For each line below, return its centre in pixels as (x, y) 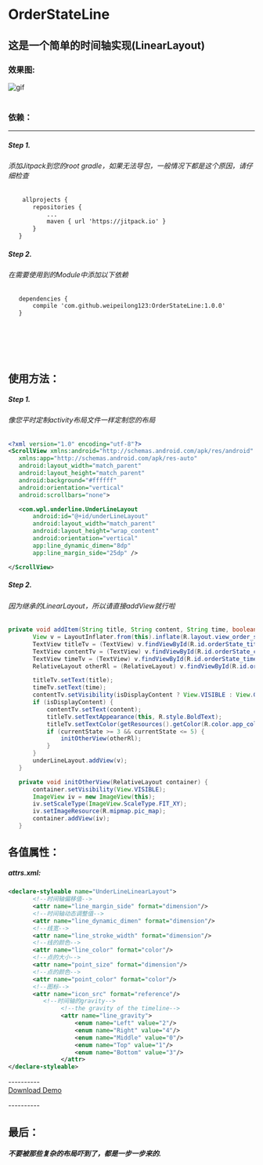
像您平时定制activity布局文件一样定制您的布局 (82, 420)
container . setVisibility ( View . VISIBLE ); (99, 789)
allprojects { (45, 199)
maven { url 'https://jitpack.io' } (106, 221)
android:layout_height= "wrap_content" (95, 531)
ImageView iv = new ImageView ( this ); (94, 797)
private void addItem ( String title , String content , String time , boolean (133, 630)
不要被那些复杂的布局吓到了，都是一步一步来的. (85, 1154)
